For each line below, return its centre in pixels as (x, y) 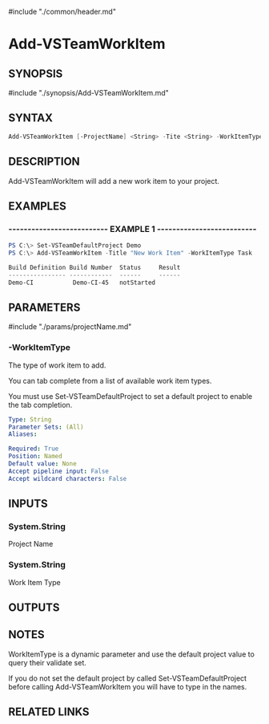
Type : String (30, 419)
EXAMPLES (37, 206)
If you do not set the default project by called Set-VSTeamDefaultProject (127, 678)
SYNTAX (31, 118)
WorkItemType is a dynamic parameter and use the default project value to (131, 654)
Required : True (34, 449)
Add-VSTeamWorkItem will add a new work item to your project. (114, 181)
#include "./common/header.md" (62, 12)
